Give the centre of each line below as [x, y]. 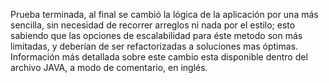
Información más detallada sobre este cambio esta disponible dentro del [159, 57]
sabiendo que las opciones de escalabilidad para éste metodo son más [156, 35]
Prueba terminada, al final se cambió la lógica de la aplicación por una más [164, 14]
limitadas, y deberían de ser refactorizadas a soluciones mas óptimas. [154, 46]
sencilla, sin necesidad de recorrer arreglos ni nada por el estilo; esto [153, 25]
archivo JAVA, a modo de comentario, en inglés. [109, 67]
